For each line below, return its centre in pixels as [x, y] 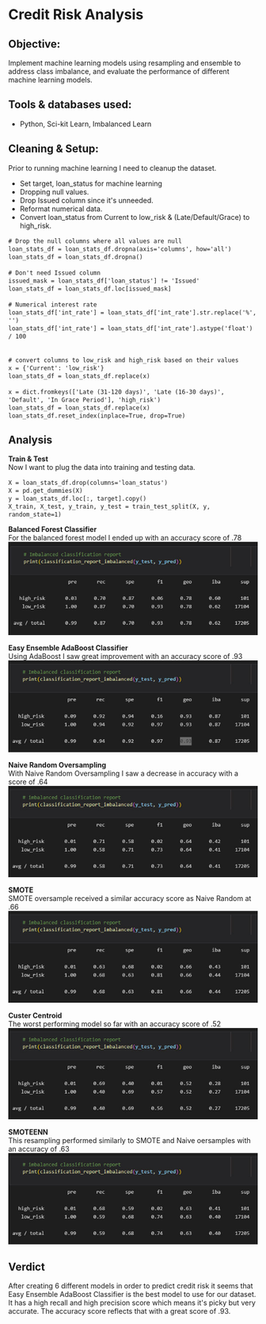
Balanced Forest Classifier [53, 529]
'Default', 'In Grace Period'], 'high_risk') [84, 400]
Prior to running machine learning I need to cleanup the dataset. [112, 167]
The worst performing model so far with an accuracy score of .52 [115, 1024]
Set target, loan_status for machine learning [91, 183]
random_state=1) [35, 515]
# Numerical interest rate [53, 304]
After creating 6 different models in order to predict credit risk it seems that [131, 1286]
